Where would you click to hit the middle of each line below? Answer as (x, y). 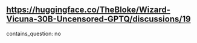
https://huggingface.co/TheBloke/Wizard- (89, 10)
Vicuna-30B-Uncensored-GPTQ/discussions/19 (99, 19)
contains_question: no (34, 33)
